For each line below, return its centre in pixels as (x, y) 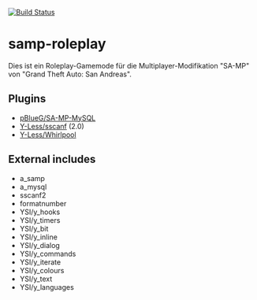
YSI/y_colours (42, 270)
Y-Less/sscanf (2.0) (52, 126)
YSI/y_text (36, 279)
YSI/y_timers (40, 220)
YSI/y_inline (38, 237)
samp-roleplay (57, 44)
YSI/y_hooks (40, 212)
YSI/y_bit (34, 228)
